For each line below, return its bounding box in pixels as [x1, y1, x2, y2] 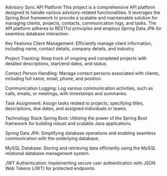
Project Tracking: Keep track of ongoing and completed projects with [5, 55, 147, 61]
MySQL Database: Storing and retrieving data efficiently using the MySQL [5, 145, 157, 151]
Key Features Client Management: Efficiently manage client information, [5, 40, 153, 46]
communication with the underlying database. [5, 136, 100, 141]
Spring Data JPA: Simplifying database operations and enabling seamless [5, 130, 156, 136]
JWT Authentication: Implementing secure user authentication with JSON [5, 160, 156, 166]
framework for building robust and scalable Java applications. [5, 121, 132, 126]
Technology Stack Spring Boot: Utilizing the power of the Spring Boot [5, 115, 148, 121]
